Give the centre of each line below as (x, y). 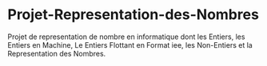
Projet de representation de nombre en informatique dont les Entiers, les (126, 37)
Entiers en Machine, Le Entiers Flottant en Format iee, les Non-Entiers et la (130, 45)
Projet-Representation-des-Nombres (133, 15)
